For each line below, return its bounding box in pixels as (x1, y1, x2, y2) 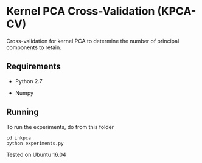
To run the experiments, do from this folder (6, 123, 114, 130)
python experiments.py (6, 140, 64, 147)
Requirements (6, 61, 61, 72)
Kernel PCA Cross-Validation (6, 4, 155, 18)
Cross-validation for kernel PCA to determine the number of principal (6, 37, 179, 44)
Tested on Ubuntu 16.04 (6, 151, 67, 158)
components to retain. (6, 44, 62, 51)
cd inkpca (6, 135, 32, 141)
